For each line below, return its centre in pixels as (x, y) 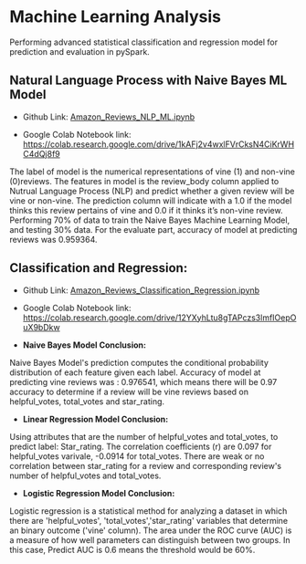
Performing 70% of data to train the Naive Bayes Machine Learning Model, (150, 220)
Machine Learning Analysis (116, 17)
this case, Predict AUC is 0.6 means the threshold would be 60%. (132, 549)
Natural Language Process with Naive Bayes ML (148, 81)
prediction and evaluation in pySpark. (80, 51)
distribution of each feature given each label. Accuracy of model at (135, 372)
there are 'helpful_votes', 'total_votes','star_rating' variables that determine (149, 520)
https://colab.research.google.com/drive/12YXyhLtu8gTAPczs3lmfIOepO (159, 318)
